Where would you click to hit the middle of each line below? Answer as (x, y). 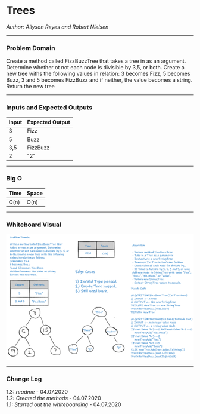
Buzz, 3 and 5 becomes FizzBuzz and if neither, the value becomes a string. (99, 80)
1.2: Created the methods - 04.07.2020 (54, 398)
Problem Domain (31, 48)
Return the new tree (30, 87)
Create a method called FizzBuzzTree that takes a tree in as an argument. (96, 61)
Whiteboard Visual (34, 225)
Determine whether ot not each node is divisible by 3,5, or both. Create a (95, 68)
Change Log (24, 379)
